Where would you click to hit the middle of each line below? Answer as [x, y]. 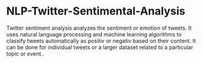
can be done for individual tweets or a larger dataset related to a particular [100, 47]
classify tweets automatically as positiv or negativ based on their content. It [101, 41]
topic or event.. [25, 53]
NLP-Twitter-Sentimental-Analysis [96, 11]
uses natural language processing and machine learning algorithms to [94, 34]
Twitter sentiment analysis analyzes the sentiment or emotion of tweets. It [99, 28]
